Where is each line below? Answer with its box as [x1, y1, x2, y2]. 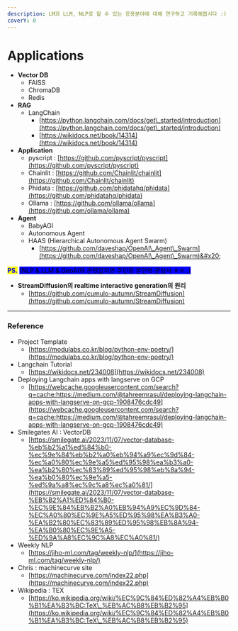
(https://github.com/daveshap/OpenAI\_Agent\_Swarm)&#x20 [38, 252, 220, 260]
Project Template [17, 337, 68, 346]
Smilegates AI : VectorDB [17, 428, 91, 436]
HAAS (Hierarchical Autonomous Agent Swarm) [28, 237, 168, 245]
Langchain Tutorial [17, 359, 72, 369]
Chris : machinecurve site [17, 563, 93, 571]
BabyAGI [28, 221, 54, 230]
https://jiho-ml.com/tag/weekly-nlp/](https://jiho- [30, 548, 174, 557]
